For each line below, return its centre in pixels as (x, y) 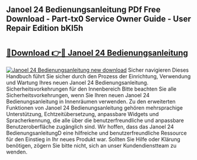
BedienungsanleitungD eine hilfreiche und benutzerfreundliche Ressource (96, 133)
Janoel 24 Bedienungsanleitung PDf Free (84, 10)
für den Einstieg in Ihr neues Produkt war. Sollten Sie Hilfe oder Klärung (93, 139)
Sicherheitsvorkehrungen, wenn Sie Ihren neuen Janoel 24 (78, 95)
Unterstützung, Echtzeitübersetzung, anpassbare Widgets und (82, 114)
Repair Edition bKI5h (45, 28)
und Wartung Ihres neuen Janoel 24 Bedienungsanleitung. (77, 83)
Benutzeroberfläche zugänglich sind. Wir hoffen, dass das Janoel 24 (90, 127)
